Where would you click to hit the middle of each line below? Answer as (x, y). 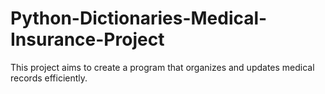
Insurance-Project (87, 39)
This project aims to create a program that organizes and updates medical (162, 67)
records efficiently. (49, 78)
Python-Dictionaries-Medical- (139, 18)
